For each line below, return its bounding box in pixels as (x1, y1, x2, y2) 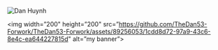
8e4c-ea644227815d (7, 35, 68, 43)
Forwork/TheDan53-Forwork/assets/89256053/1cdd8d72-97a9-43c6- (7, 28, 211, 35)
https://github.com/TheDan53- (118, 20, 208, 28)
